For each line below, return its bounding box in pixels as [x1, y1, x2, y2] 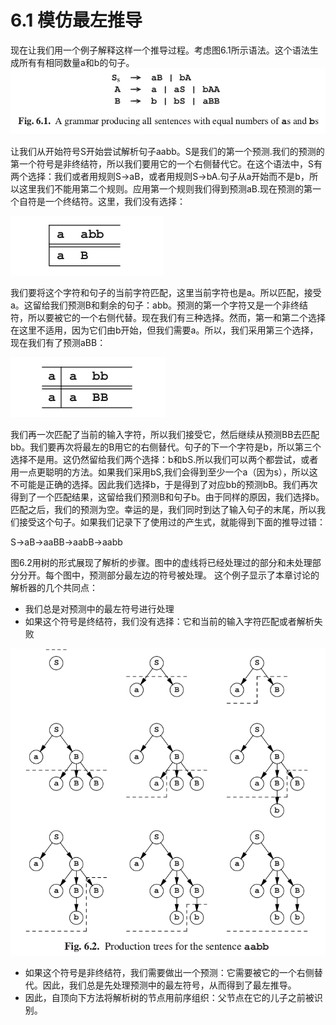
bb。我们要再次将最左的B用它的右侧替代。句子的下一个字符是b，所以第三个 [10, 441, 322, 453]
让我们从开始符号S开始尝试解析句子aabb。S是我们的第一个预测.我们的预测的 [10, 146, 325, 158]
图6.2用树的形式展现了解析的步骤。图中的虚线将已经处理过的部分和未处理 [10, 557, 313, 569]
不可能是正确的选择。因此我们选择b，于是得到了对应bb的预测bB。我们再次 [10, 479, 318, 491]
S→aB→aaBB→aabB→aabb [10, 536, 123, 548]
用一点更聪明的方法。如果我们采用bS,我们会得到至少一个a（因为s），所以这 [10, 466, 318, 478]
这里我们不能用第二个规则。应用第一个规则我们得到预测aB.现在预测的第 [18, 183, 313, 195]
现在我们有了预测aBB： [10, 337, 107, 349]
